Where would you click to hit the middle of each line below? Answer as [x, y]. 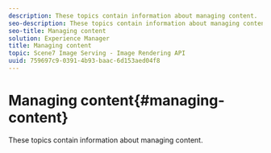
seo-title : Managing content [57, 31]
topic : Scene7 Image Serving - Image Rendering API [97, 53]
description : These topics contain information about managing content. [133, 16]
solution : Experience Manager [59, 38]
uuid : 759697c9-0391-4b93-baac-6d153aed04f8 [84, 61]
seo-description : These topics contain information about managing [124, 23]
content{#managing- [152, 101]
